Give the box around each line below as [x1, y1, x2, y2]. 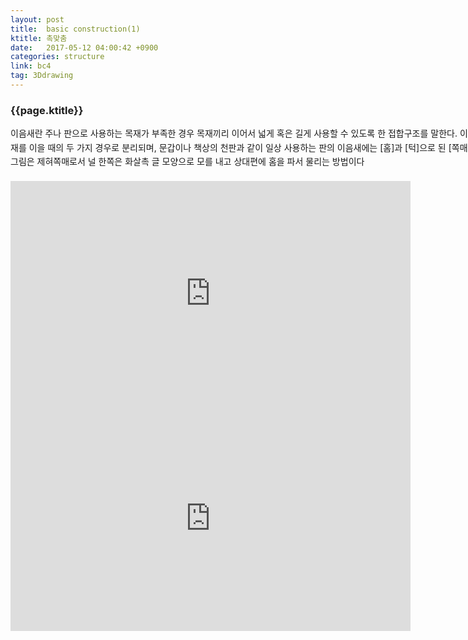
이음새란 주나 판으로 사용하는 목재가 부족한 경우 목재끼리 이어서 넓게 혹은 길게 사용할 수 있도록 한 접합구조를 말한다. [10, 127, 458, 140]
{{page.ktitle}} [10, 103, 84, 117]
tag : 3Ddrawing [10, 71, 74, 81]
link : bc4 [10, 61, 52, 71]
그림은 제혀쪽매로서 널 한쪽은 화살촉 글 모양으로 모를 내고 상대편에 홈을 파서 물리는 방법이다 [10, 155, 365, 167]
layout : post [10, 14, 65, 25]
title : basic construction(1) [10, 24, 141, 34]
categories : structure [10, 52, 105, 62]
